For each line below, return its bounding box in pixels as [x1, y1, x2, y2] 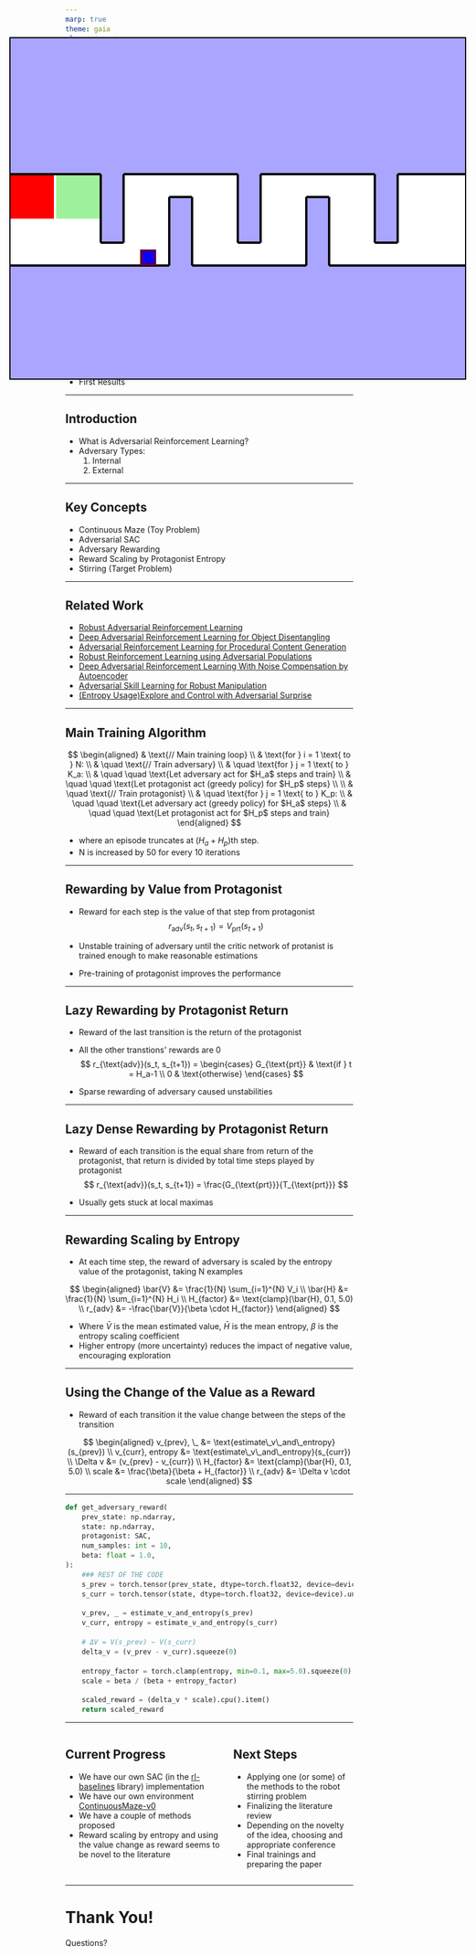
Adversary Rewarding [78, 544, 161, 555]
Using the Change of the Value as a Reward [65, 1385, 316, 1401]
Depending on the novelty [246, 1819, 344, 1831]
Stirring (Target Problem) [78, 563, 173, 574]
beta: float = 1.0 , [81, 1551, 156, 1560]
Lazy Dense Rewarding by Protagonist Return [65, 1121, 329, 1137]
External [91, 464, 124, 475]
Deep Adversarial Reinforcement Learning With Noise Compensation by [78, 661, 349, 671]
